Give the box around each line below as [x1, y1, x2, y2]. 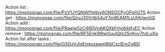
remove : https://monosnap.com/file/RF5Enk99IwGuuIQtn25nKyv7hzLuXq [5, 31, 158, 36]
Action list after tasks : [5, 36, 52, 42]
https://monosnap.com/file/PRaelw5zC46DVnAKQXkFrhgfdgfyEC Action [5, 25, 155, 31]
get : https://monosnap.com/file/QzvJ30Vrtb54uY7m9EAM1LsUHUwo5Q [5, 15, 155, 20]
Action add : [5, 20, 31, 26]
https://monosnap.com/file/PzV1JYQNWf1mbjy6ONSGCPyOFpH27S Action [5, 9, 160, 15]
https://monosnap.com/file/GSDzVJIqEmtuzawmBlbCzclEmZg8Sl [5, 41, 140, 47]
